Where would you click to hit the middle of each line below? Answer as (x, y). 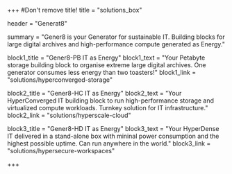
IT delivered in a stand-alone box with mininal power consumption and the (113, 136)
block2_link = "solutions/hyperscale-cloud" (69, 115)
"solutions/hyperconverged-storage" (60, 80)
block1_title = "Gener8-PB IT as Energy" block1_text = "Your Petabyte (106, 58)
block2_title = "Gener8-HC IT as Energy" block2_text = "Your (94, 93)
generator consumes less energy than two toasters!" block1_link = (102, 72)
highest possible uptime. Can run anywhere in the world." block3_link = (109, 143)
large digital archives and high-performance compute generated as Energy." (116, 44)
